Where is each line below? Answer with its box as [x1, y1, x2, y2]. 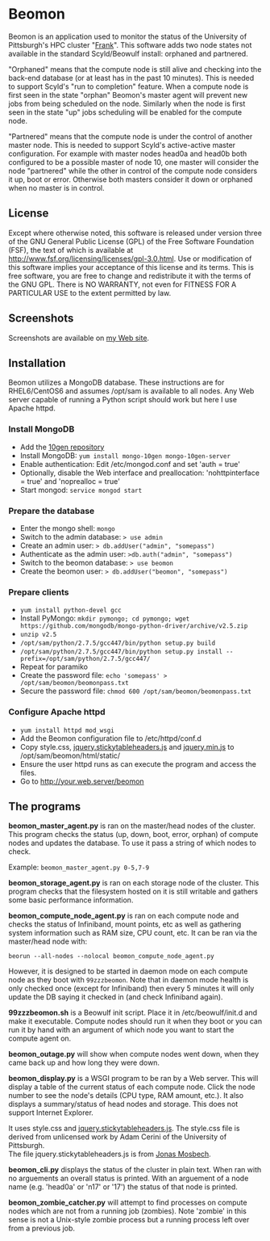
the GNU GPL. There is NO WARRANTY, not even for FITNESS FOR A [8, 280, 237, 289]
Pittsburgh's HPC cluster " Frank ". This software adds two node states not [8, 40, 252, 49]
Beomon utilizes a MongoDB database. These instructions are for [8, 377, 225, 388]
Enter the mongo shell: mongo [19, 523, 115, 533]
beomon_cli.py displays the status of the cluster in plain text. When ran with [8, 1165, 262, 1175]
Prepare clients [8, 587, 69, 598]
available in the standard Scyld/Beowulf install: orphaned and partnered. [8, 48, 248, 58]
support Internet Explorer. [8, 1108, 94, 1117]
